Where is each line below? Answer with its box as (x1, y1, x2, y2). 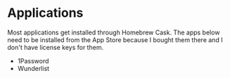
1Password (17, 56, 49, 65)
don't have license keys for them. (7, 43, 104, 51)
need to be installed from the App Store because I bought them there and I (7, 35, 223, 44)
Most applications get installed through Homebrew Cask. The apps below (7, 28, 220, 37)
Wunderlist (17, 64, 50, 72)
